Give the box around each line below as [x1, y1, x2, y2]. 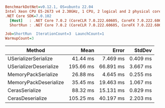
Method [26, 47, 45, 54]
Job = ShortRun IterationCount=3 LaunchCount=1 [5, 31, 105, 37]
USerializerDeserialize [7, 63, 59, 70]
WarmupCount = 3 [5, 36, 34, 41]
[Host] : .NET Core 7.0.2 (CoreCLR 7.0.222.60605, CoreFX [9, 18, 135, 23]
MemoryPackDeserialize [7, 79, 64, 86]
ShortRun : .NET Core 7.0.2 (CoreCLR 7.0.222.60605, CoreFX [9, 22, 135, 27]
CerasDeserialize [7, 95, 47, 102]
